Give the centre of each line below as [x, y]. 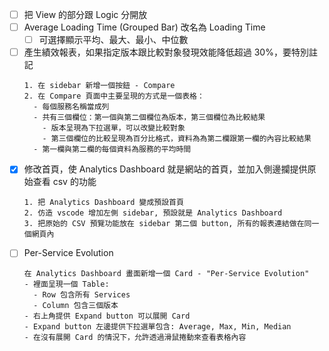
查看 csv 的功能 [64, 182]
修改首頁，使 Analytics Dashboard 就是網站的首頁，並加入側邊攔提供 [165, 169]
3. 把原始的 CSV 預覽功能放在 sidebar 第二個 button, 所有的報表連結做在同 [167, 224]
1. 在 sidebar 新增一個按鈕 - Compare [99, 86]
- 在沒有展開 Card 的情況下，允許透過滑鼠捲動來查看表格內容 [135, 338]
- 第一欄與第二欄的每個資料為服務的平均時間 [112, 149]
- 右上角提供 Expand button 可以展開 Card [107, 316]
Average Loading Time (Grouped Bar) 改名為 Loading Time [144, 27]
